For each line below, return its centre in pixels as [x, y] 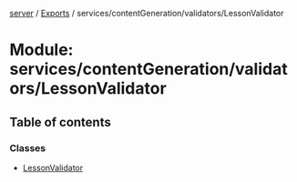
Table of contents [60, 122]
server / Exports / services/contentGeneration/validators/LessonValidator [147, 13]
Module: [41, 50]
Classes [28, 147]
